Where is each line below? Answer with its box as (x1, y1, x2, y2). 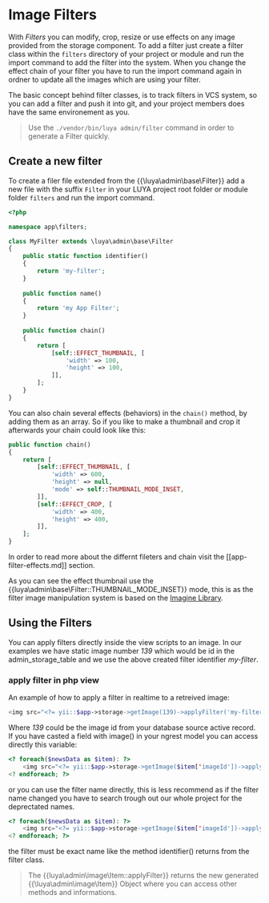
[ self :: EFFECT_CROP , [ (37, 500, 113, 508)
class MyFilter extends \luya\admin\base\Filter (8, 237, 174, 245)
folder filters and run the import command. (8, 192, 155, 202)
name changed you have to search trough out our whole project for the (8, 793, 243, 803)
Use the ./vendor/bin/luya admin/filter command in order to (27, 123, 235, 132)
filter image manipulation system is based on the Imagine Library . (8, 593, 224, 603)
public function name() (22, 289, 102, 297)
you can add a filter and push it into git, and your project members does (8, 99, 245, 108)
